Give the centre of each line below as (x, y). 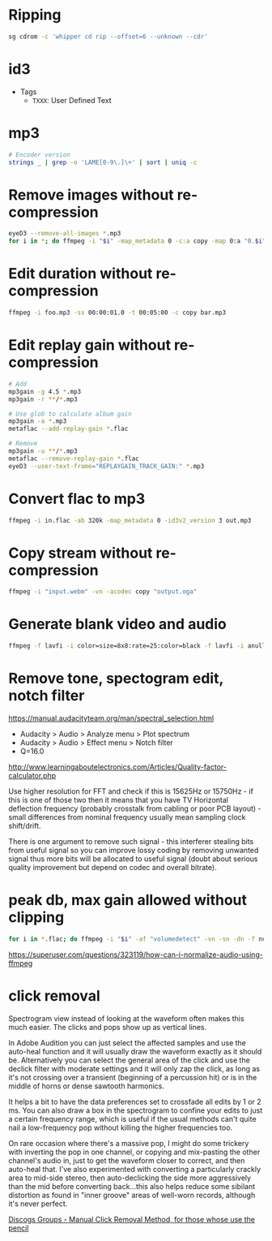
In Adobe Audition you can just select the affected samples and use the (127, 1043)
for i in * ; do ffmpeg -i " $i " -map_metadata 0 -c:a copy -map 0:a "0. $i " (137, 241)
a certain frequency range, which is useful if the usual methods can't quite (132, 1118)
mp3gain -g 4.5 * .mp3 (45, 391)
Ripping (35, 15)
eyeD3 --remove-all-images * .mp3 (65, 234)
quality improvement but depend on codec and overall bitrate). (113, 867)
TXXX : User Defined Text (72, 100)
